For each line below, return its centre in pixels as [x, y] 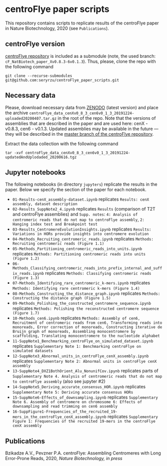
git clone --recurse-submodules [39, 76]
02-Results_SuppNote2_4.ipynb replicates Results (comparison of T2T [84, 209]
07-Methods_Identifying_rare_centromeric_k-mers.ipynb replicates [81, 283]
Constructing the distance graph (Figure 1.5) [62, 298]
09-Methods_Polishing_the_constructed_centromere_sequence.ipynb [82, 304]
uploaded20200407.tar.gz [31, 118]
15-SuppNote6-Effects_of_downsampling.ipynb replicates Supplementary [85, 397]
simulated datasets [33, 351]
